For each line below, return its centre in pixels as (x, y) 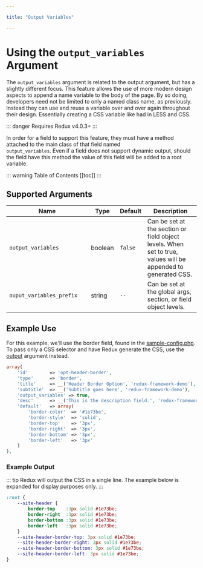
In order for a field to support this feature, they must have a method (90, 137)
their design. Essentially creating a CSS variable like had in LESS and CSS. (98, 114)
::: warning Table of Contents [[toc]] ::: (54, 175)
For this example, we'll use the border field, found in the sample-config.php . (101, 343)
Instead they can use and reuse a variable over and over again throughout (98, 108)
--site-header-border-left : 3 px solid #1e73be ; (78, 554)
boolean (102, 248)
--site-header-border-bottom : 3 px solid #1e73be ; (81, 549)
